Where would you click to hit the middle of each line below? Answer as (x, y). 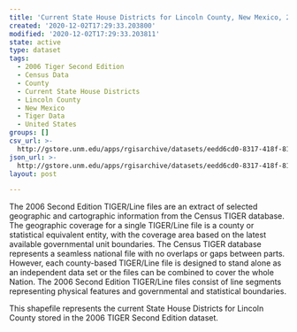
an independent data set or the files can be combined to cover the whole (141, 273)
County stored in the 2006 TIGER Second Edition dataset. (114, 318)
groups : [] (29, 133)
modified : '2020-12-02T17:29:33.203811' (85, 34)
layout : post (33, 174)
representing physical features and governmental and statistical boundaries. (148, 291)
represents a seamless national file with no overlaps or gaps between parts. (147, 254)
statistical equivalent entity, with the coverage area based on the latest (138, 235)
